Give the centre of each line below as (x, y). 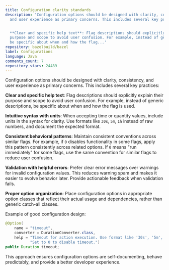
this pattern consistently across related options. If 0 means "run (71, 147)
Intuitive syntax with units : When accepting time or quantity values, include (84, 116)
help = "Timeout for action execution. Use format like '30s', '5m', (89, 238)
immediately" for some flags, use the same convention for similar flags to (81, 153)
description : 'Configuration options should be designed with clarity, (82, 15)
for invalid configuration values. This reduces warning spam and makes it (81, 173)
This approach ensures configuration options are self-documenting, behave (84, 256)
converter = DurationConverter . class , (55, 233)
